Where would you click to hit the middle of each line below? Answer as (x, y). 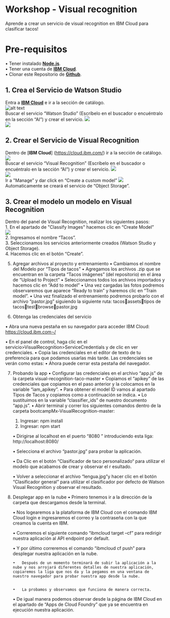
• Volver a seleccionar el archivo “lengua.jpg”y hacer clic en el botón (85, 477)
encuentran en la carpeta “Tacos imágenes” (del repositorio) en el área (87, 274)
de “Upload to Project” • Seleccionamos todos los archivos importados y (89, 280)
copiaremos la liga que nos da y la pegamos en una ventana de (81, 572)
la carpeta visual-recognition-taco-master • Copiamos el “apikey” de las (88, 379)
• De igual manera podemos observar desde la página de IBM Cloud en (87, 599)
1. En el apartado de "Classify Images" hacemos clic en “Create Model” (80, 227)
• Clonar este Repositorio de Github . (44, 74)
